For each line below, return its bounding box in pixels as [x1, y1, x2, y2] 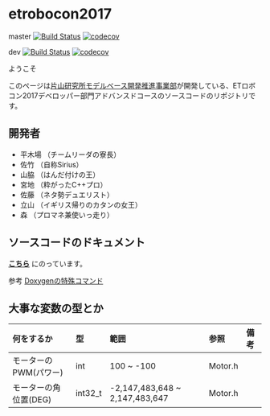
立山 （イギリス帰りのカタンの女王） [19, 200, 142, 209]
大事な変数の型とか [8, 301, 104, 315]
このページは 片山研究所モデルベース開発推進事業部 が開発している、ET [8, 80, 243, 90]
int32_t [75, 388, 102, 399]
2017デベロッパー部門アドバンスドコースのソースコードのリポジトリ [22, 90, 249, 101]
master [8, 31, 32, 41]
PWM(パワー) [12, 367, 63, 378]
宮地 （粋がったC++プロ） [19, 179, 108, 189]
